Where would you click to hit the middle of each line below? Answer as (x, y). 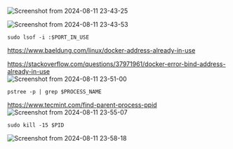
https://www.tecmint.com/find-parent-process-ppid (82, 105)
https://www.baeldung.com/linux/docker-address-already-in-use (101, 50)
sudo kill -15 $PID (36, 125)
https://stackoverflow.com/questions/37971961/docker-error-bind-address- (116, 64)
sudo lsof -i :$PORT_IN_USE (48, 37)
